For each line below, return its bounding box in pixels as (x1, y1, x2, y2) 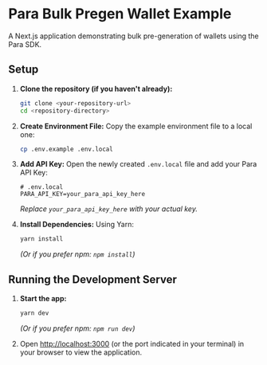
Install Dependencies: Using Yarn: (19, 220, 134, 230)
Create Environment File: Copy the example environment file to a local (19, 121, 253, 131)
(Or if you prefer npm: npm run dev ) (19, 324, 135, 333)
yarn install (19, 235, 64, 243)
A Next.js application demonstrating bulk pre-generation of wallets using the (8, 31, 259, 41)
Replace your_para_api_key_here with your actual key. (19, 204, 198, 214)
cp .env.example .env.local (19, 145, 113, 153)
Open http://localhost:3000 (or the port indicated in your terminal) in (19, 339, 245, 348)
